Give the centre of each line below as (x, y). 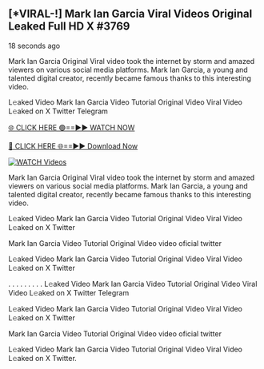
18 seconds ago (34, 46)
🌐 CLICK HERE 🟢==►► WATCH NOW (72, 127)
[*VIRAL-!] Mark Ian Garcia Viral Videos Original (130, 14)
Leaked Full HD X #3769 (69, 27)
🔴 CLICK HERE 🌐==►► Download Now (73, 146)
